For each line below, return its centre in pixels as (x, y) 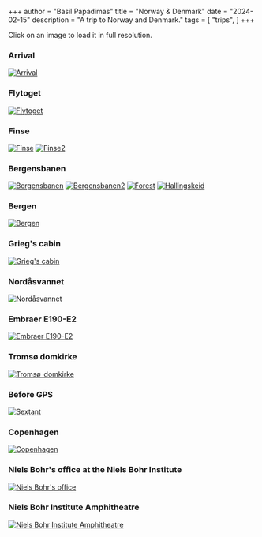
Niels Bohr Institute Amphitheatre (74, 507)
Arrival (22, 55)
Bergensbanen (37, 168)
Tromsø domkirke (43, 357)
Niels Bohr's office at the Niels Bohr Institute (95, 470)
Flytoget (25, 93)
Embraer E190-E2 (42, 319)
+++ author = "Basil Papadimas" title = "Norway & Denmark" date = (118, 11)
